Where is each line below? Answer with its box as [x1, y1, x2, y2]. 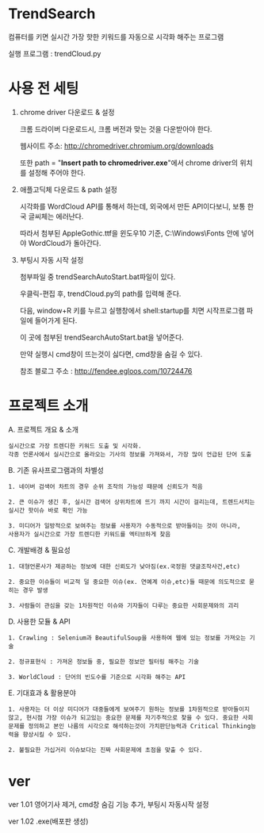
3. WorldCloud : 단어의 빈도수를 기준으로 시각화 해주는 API [8, 673, 186, 681]
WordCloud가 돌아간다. [28, 238, 101, 248]
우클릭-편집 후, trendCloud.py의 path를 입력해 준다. [19, 289, 182, 298]
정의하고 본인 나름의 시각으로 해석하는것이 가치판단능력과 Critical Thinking [27, 722, 251, 730]
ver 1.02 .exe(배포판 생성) [8, 816, 89, 826]
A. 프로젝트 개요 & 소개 [8, 424, 79, 434]
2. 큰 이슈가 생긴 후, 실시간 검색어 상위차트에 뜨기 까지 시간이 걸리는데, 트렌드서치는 [8, 497, 255, 506]
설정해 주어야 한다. [28, 167, 86, 177]
